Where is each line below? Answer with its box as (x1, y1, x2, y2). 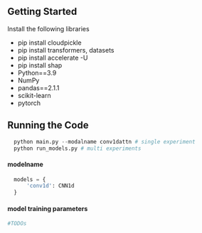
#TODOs (7, 220, 27, 227)
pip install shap (17, 60, 63, 70)
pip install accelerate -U (17, 53, 88, 62)
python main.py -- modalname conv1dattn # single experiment (14, 138, 196, 145)
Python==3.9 (17, 68, 57, 77)
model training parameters (7, 204, 88, 212)
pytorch (17, 99, 41, 107)
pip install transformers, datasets (17, 45, 115, 54)
